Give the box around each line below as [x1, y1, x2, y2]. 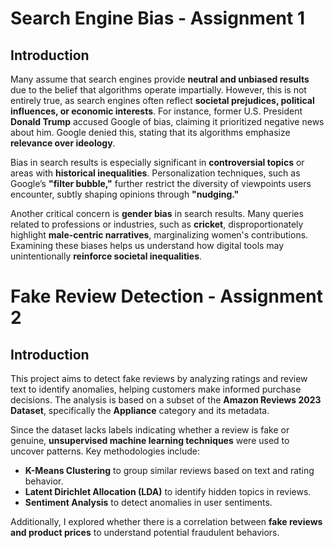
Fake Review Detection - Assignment [10, 285, 323, 308]
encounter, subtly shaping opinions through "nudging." [10, 188, 240, 200]
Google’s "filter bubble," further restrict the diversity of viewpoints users [10, 178, 312, 189]
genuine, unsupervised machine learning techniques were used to [10, 435, 290, 446]
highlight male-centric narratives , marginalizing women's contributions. [10, 229, 309, 241]
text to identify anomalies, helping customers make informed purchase [10, 383, 302, 395]
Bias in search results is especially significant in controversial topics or [10, 157, 305, 168]
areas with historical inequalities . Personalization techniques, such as [10, 167, 301, 179]
